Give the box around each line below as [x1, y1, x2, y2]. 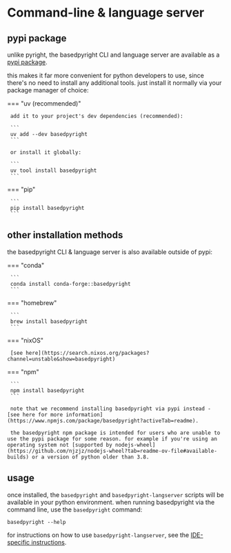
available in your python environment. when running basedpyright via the [7, 498, 215, 506]
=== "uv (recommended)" [7, 99, 81, 108]
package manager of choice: [7, 86, 89, 94]
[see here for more [7, 411, 63, 418]
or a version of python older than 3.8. [32, 454, 150, 460]
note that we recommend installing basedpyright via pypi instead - [10, 405, 212, 412]
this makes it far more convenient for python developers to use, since [7, 71, 205, 79]
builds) [7, 454, 30, 460]
